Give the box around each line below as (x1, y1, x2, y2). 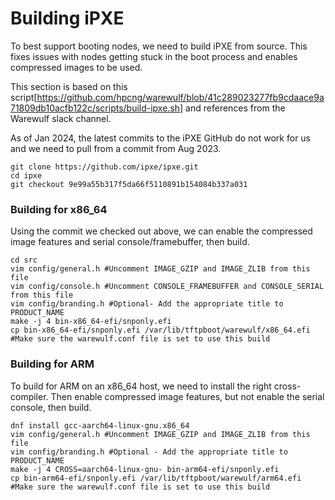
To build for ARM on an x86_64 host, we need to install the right (10, 380, 272, 392)
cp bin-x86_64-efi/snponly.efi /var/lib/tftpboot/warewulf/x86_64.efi (10, 325, 311, 336)
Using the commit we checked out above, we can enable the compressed (10, 225, 313, 237)
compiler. (10, 390, 49, 402)
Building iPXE (10, 7, 125, 30)
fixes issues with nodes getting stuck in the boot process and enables (10, 50, 298, 62)
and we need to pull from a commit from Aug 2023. (10, 142, 222, 154)
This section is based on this (10, 80, 128, 92)
